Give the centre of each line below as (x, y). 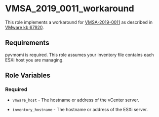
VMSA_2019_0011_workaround (70, 9)
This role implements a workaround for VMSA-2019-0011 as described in (79, 22)
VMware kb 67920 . (25, 27)
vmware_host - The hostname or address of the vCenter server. (76, 100)
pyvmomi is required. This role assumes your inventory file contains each (79, 55)
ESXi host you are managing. (35, 60)
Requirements (27, 43)
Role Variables (28, 75)
